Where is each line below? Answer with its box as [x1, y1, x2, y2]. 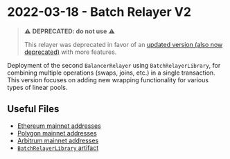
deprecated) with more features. [24, 48, 117, 56]
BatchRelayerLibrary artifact [17, 143, 99, 152]
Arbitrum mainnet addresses [17, 136, 99, 144]
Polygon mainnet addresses [17, 129, 97, 137]
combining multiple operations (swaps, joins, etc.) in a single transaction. [7, 68, 216, 77]
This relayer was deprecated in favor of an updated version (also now [24, 40, 223, 48]
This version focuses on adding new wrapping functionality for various [7, 75, 209, 84]
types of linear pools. [7, 83, 68, 91]
